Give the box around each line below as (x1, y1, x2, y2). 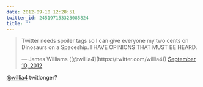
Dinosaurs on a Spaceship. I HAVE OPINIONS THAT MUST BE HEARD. (21, 43, 197, 51)
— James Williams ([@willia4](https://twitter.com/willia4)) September (21, 56, 196, 63)
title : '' (6, 20, 32, 26)
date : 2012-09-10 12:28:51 (6, 9, 75, 15)
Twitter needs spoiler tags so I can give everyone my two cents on (21, 37, 189, 45)
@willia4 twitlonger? (6, 74, 57, 81)
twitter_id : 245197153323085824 (6, 15, 89, 21)
